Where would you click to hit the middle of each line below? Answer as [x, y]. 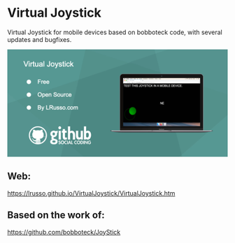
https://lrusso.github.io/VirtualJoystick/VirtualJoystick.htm [91, 193]
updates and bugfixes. [40, 39]
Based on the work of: [56, 215]
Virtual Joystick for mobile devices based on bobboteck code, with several [115, 32]
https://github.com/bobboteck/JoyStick [64, 232]
